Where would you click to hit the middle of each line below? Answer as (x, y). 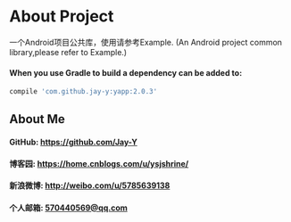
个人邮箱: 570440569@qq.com (68, 208)
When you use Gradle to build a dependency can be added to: (126, 72)
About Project (62, 16)
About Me (37, 119)
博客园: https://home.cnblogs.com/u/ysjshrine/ (99, 163)
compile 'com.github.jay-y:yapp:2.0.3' (83, 92)
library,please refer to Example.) (68, 52)
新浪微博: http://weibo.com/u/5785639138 (90, 185)
